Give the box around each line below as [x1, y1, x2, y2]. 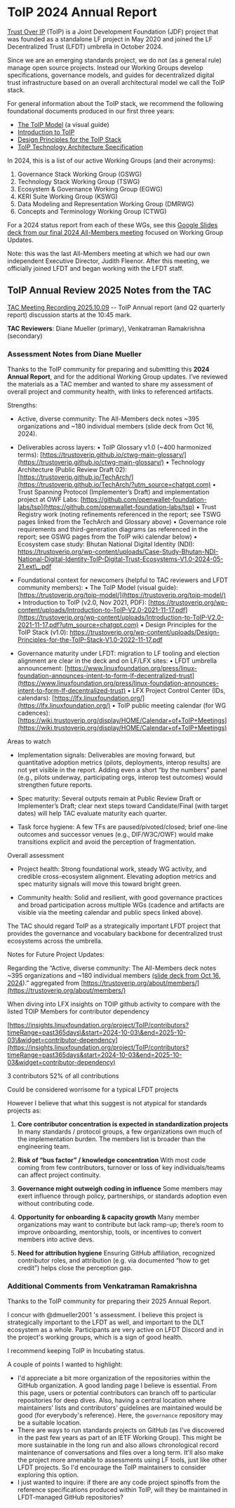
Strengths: [7, 401, 37, 410]
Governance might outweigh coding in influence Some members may [17, 1185, 223, 1193]
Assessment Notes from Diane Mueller [7, 349, 142, 358]
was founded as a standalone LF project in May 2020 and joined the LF [7, 34, 213, 43]
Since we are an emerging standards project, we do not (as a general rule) [7, 55, 222, 64]
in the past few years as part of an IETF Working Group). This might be [17, 1434, 222, 1442]
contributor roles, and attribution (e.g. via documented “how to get [17, 1256, 210, 1265]
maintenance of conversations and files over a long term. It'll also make [17, 1448, 224, 1457]
